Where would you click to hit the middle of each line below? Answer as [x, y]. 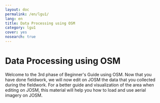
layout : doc [17, 10]
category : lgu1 [20, 28]
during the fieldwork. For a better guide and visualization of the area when [80, 85]
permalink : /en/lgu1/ [27, 14]
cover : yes [16, 32]
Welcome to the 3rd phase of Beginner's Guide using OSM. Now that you [79, 74]
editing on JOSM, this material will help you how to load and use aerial [76, 90]
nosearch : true [20, 37]
